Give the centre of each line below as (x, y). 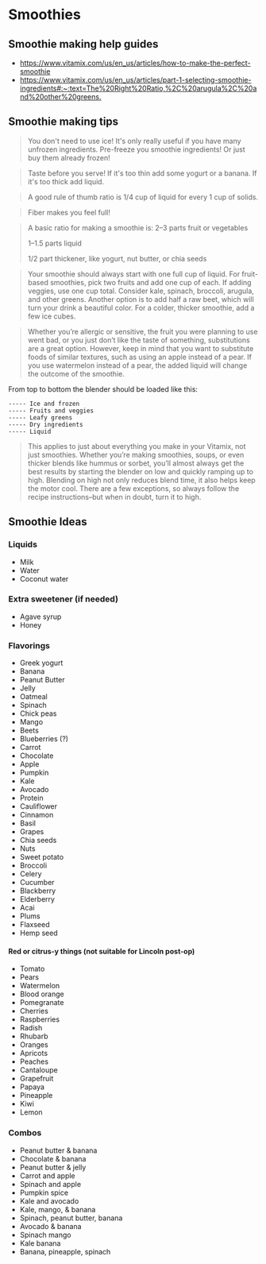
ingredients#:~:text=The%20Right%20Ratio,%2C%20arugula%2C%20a (138, 88)
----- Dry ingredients (46, 424)
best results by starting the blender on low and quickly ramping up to (141, 471)
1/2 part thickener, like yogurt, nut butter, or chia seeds (117, 258)
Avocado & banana (50, 1226)
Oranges (34, 1045)
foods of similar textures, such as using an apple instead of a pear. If (140, 357)
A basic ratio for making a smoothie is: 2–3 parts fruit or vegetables (138, 227)
